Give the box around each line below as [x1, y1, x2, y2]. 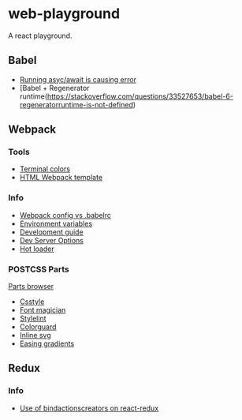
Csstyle [19, 297, 45, 306]
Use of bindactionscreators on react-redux [19, 403, 159, 413]
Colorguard [19, 322, 57, 332]
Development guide [19, 227, 84, 237]
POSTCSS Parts [8, 264, 69, 275]
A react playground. [8, 31, 73, 40]
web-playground [8, 5, 121, 23]
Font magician [19, 306, 66, 315]
